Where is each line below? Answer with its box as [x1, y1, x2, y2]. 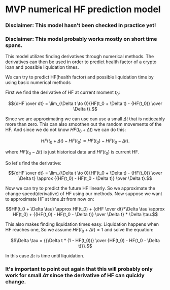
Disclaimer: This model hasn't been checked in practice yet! [5, 22, 156, 29]
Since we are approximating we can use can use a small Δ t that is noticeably [5, 116, 165, 122]
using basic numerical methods [5, 80, 71, 86]
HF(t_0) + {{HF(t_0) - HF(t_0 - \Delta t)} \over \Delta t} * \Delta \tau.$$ [12, 211, 158, 217]
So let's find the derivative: [5, 160, 62, 166]
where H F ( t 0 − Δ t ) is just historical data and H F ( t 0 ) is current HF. [5, 149, 140, 156]
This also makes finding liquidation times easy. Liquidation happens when [5, 221, 159, 227]
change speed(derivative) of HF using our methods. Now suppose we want [5, 190, 162, 197]
